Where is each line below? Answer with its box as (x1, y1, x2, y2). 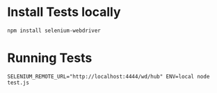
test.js (7, 79, 30, 86)
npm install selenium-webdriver (7, 27, 101, 34)
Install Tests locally (7, 4, 121, 20)
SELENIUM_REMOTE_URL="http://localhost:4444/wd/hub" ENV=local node (7, 73, 210, 80)
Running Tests (7, 50, 93, 66)
